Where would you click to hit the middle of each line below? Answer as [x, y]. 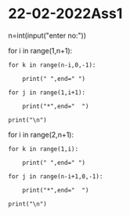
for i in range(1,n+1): [40, 50]
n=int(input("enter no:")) [47, 35]
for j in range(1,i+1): [47, 92]
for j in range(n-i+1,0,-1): [56, 176]
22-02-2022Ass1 [65, 14]
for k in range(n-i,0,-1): [52, 65]
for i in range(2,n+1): [41, 134]
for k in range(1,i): [43, 149]
